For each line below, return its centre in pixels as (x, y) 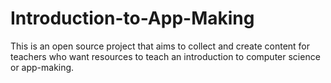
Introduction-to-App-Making (132, 18)
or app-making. (42, 67)
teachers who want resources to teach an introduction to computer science (165, 56)
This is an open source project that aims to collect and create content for (160, 46)
